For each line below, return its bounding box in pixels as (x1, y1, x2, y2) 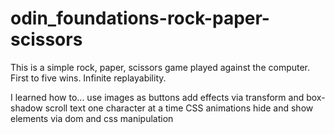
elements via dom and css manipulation (10, 112, 174, 124)
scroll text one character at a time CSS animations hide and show (44, 102, 314, 114)
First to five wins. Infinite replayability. (10, 72, 167, 84)
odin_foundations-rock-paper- (10, 7, 270, 30)
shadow (10, 102, 43, 114)
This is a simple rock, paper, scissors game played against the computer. (10, 61, 311, 73)
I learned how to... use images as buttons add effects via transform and (10, 91, 305, 103)
